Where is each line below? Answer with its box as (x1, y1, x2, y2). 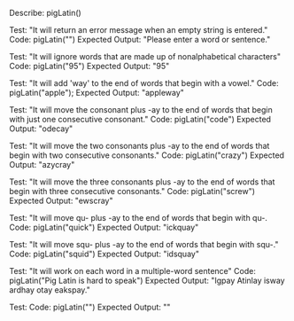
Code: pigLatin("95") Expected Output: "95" (9, 61, 170, 71)
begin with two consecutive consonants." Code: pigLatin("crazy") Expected (9, 150, 285, 160)
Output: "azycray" (9, 160, 75, 169)
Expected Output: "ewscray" (9, 195, 113, 206)
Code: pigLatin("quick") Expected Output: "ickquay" (9, 222, 199, 232)
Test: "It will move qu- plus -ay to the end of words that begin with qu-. (9, 213, 268, 223)
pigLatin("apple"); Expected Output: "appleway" (9, 88, 184, 98)
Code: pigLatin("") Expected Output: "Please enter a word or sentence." (9, 35, 271, 44)
